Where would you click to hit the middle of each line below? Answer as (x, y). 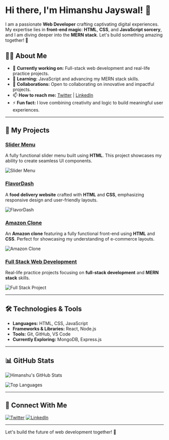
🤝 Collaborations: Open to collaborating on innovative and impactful (83, 84)
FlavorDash (20, 184)
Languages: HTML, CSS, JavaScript (50, 323)
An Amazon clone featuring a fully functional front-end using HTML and (80, 234)
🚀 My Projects (27, 130)
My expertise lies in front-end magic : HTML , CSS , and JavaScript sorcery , (83, 29)
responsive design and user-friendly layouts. (52, 200)
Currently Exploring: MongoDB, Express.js (57, 340)
